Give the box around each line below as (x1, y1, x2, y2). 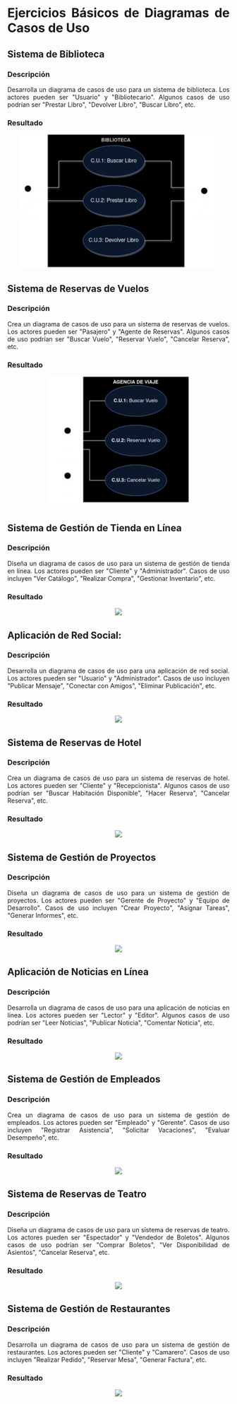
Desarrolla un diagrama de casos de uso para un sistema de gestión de (7, 1340, 230, 1349)
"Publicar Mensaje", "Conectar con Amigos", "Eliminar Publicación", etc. (7, 681, 217, 690)
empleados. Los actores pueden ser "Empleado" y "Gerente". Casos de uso (7, 1118, 230, 1126)
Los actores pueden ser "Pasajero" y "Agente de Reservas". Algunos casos (7, 327, 230, 336)
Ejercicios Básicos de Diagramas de (7, 5, 230, 21)
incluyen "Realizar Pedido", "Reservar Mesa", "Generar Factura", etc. (7, 1355, 207, 1364)
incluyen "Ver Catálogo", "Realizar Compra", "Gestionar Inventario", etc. (7, 574, 216, 582)
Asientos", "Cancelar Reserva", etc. (7, 1248, 110, 1256)
